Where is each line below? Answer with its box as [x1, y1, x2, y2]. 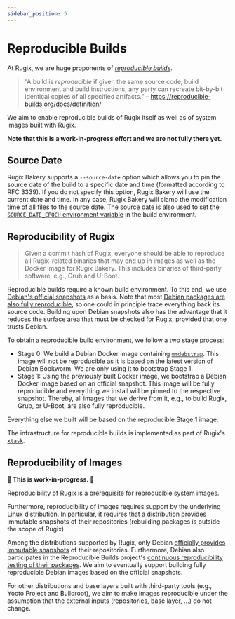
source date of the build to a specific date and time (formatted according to [7, 180, 225, 189]
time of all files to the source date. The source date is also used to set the [7, 203, 220, 211]
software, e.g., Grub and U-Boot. [24, 271, 119, 280]
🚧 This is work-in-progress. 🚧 [7, 475, 95, 484]
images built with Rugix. [7, 121, 76, 129]
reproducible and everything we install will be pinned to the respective [17, 387, 221, 395]
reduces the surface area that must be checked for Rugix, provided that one [7, 315, 227, 323]
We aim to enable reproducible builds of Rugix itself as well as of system [7, 113, 217, 121]
